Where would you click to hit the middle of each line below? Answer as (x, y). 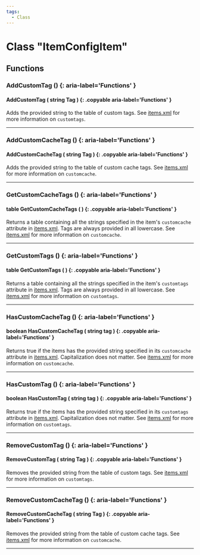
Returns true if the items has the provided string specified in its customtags (97, 412)
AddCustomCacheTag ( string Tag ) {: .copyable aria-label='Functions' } (97, 154)
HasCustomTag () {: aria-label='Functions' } (71, 384)
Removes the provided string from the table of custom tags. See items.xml (97, 472)
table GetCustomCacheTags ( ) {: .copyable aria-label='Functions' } (91, 209)
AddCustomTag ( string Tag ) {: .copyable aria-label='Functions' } (89, 99)
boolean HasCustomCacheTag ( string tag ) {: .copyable (76, 331)
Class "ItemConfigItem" (67, 47)
